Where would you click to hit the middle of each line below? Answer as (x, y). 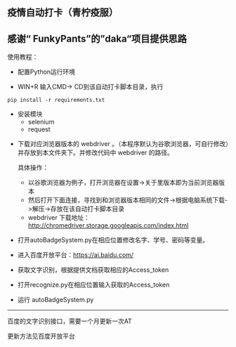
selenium (41, 122)
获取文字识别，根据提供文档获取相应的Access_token (93, 270)
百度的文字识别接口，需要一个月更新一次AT (70, 321)
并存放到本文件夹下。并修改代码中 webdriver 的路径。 (96, 152)
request (39, 129)
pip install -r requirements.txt (56, 100)
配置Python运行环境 (46, 72)
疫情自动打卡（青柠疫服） (63, 13)
